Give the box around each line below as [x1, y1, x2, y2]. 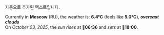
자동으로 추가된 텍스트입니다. [5, 4, 60, 10]
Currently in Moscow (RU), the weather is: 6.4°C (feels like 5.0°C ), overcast [5, 14, 159, 19]
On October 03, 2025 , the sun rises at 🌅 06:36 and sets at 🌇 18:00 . [5, 24, 138, 30]
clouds [5, 19, 20, 25]
